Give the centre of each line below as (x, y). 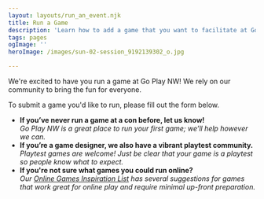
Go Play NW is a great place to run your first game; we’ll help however (134, 128)
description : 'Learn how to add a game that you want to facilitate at (128, 30)
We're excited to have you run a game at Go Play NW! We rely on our (119, 81)
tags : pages (27, 37)
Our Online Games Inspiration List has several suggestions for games (132, 179)
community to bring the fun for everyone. (75, 90)
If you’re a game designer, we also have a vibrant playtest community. (136, 145)
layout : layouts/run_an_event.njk (65, 15)
